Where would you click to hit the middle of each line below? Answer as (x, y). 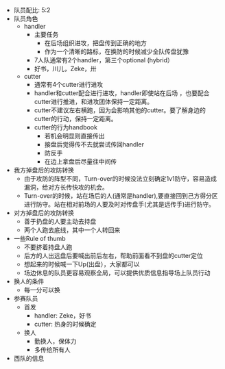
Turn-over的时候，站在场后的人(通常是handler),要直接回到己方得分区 (121, 196)
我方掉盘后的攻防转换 (44, 170)
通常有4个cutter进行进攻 (69, 85)
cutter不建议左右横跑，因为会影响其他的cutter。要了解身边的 (120, 110)
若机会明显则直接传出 (74, 136)
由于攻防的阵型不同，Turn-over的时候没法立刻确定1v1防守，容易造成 (120, 179)
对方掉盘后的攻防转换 (44, 213)
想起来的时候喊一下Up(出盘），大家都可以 (82, 264)
